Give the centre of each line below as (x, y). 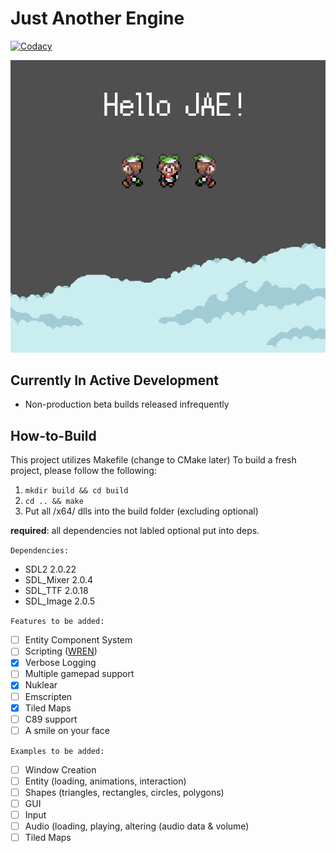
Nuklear (41, 685)
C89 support (51, 719)
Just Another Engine (97, 18)
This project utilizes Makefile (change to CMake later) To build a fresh (153, 460)
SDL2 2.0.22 (50, 569)
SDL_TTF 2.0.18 (56, 591)
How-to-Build (53, 435)
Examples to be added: (57, 751)
